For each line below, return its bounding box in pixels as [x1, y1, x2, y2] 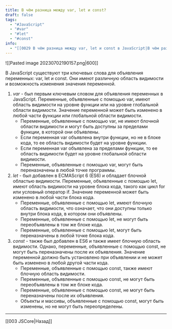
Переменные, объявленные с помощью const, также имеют [20, 265, 153, 271]
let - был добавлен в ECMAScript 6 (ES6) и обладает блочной [12, 172, 147, 179]
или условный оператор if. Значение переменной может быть [12, 188, 149, 195]
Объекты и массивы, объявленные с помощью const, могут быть [20, 298, 164, 304]
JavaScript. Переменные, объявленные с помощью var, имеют [12, 96, 150, 102]
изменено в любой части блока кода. [12, 194, 95, 200]
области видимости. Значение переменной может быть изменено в [12, 107, 162, 113]
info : [5, 41, 17, 46]
